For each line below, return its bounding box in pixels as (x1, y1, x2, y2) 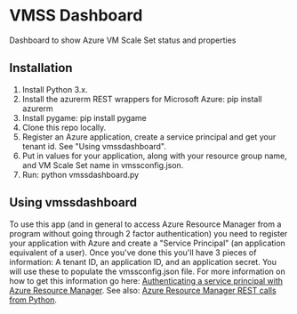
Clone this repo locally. (21, 122, 107, 133)
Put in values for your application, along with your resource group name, (21, 150, 287, 161)
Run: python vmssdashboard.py (21, 169, 140, 180)
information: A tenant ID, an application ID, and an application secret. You (9, 256, 277, 267)
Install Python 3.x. (21, 84, 88, 94)
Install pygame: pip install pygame (21, 112, 147, 123)
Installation (9, 60, 73, 76)
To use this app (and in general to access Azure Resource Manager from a (9, 219, 282, 229)
